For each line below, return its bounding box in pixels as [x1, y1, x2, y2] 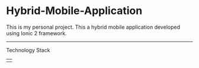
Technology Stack [6, 46, 50, 53]
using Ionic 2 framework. [6, 29, 67, 36]
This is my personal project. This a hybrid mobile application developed [6, 23, 181, 30]
